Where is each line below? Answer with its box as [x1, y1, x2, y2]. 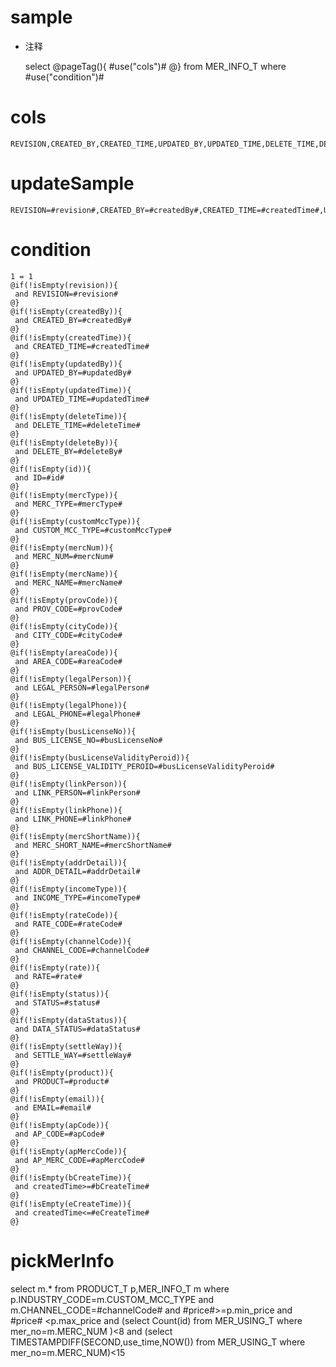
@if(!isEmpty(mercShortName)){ [10, 831, 141, 841]
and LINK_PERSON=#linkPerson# [14, 787, 141, 798]
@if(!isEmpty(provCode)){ [10, 595, 118, 605]
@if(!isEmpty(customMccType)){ [10, 516, 141, 526]
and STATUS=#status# [14, 997, 101, 1008]
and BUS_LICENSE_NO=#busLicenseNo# [14, 735, 163, 745]
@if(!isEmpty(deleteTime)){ [10, 411, 128, 421]
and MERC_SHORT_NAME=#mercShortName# [14, 840, 172, 850]
